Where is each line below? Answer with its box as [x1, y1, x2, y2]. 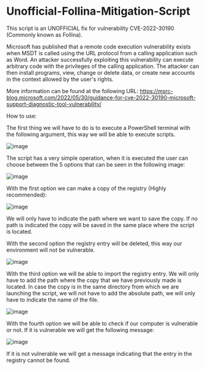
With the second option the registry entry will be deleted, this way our [6, 240, 182, 247]
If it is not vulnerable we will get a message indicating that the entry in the [6, 350, 193, 357]
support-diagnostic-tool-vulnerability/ [6, 100, 102, 108]
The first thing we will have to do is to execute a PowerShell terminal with [6, 124, 191, 131]
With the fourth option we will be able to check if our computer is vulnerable [6, 320, 198, 327]
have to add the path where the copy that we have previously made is [6, 276, 182, 284]
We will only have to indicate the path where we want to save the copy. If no [6, 214, 198, 222]
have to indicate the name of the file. [6, 296, 99, 303]
